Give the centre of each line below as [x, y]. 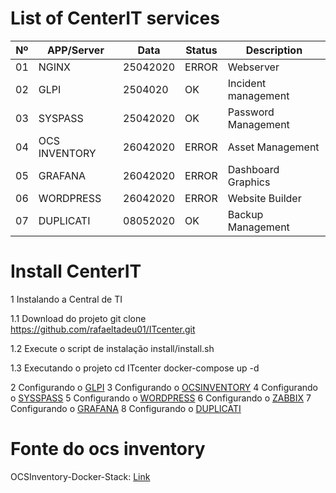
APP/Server [75, 50]
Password [251, 112]
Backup [245, 214]
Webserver [253, 67]
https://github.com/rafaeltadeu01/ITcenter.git [103, 329]
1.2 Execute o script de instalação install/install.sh [112, 348]
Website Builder [264, 198]
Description [274, 50]
